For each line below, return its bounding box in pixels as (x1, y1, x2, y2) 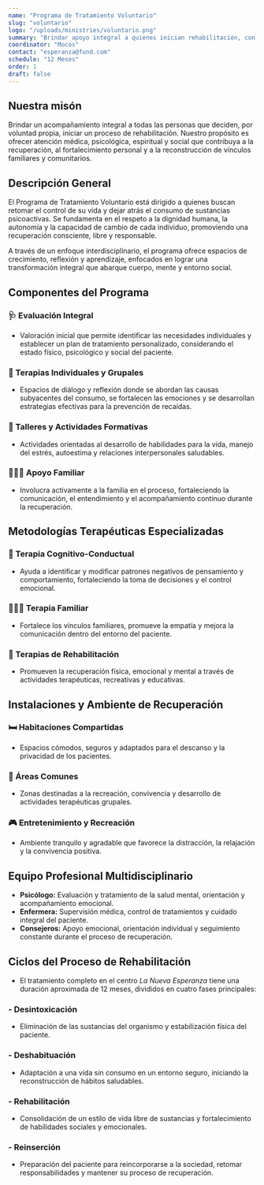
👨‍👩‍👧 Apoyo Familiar (8, 467, 85, 478)
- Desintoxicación (8, 1004, 77, 1015)
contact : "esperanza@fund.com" (8, 48, 111, 56)
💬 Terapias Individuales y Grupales (8, 367, 144, 378)
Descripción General (8, 176, 112, 190)
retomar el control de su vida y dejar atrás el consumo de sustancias (8, 206, 231, 215)
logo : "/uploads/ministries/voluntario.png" (8, 26, 157, 34)
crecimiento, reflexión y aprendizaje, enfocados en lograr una (8, 254, 208, 264)
